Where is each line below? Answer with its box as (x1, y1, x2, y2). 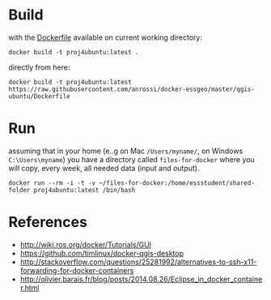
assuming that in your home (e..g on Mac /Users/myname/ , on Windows (8, 146, 243, 156)
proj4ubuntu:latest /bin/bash (33, 186, 136, 194)
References (8, 213, 87, 232)
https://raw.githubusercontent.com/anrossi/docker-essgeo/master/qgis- (8, 85, 255, 93)
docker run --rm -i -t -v (8, 178, 95, 187)
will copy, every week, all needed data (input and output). (8, 163, 200, 173)
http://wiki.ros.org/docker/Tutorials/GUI (19, 239, 152, 249)
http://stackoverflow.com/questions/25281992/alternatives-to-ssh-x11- (19, 257, 257, 267)
